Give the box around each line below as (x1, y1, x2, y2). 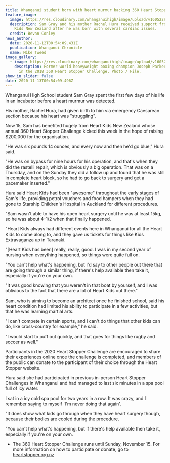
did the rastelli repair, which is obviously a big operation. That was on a (5, 163, 153, 170)
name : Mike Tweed (10, 50, 47, 55)
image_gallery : (5, 54, 37, 60)
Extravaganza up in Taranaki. (5, 237, 66, 243)
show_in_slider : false (5, 74, 53, 79)
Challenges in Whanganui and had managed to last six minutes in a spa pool (5, 380, 164, 386)
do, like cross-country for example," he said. (5, 323, 98, 329)
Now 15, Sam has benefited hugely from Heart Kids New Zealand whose (5, 122, 156, 128)
